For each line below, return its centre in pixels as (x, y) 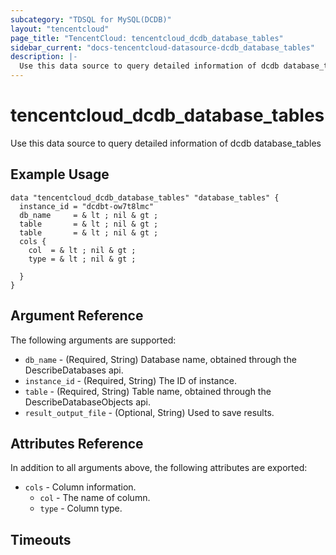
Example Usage (60, 174)
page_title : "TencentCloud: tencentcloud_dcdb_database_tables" (147, 38)
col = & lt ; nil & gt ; (82, 250)
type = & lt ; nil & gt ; (82, 259)
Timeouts (41, 539)
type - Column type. (81, 508)
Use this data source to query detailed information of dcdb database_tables (166, 143)
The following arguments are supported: (93, 340)
